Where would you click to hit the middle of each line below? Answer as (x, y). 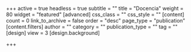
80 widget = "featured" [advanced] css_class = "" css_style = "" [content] (95, 14)
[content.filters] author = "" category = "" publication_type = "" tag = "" (92, 27)
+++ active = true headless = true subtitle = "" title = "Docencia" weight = (95, 8)
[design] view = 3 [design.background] (53, 33)
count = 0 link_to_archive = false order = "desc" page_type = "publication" (96, 21)
